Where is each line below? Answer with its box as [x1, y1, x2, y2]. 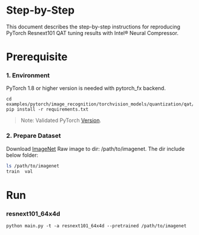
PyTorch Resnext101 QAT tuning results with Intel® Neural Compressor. [6, 29, 179, 36]
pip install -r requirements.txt [6, 107, 89, 112]
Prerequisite [6, 50, 68, 64]
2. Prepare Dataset [6, 131, 61, 140]
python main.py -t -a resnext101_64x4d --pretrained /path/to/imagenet [6, 223, 187, 228]
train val [6, 168, 33, 175]
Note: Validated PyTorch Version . [20, 117, 102, 124]
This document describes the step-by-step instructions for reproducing [6, 23, 181, 30]
